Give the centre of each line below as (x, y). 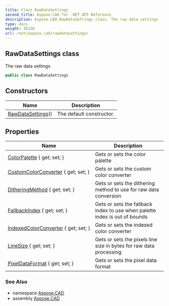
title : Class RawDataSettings (37, 10)
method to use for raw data (127, 190)
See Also (16, 282)
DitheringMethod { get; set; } (41, 190)
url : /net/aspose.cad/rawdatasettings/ (47, 33)
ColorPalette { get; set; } (36, 158)
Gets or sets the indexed (124, 225)
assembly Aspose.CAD (36, 298)
